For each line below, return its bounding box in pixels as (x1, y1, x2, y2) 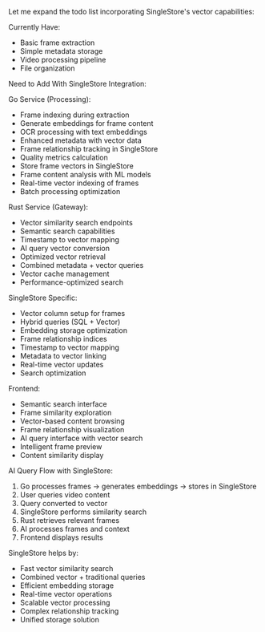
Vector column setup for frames (19, 309, 126, 318)
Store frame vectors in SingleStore (19, 161, 135, 171)
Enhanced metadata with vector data (19, 136, 142, 145)
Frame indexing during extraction (19, 110, 130, 120)
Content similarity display (19, 451, 104, 460)
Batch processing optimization (19, 187, 121, 196)
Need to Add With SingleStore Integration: (8, 79, 147, 88)
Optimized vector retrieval (19, 252, 106, 261)
